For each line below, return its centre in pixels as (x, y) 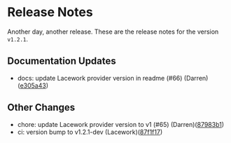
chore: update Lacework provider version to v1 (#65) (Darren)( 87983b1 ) (121, 124)
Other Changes (41, 108)
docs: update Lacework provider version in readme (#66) (100, 78)
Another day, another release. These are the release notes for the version (113, 32)
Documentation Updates (62, 61)
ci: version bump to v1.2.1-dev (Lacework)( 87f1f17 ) (90, 132)
